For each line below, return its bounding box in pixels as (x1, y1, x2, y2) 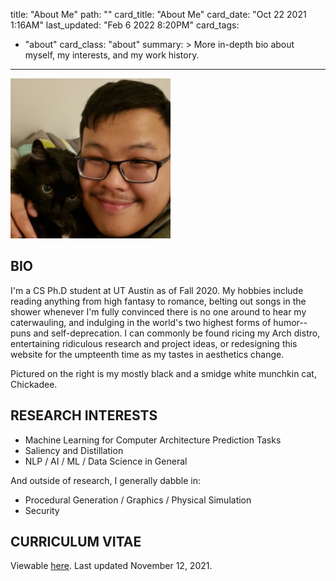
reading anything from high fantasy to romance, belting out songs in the (10, 295, 307, 307)
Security (24, 504, 60, 516)
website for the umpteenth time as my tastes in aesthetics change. (10, 348, 285, 360)
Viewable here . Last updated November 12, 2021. (10, 560, 213, 572)
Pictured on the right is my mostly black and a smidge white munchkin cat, (10, 367, 317, 379)
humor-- (273, 316, 308, 328)
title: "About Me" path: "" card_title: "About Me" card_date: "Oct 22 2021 (10, 9, 307, 20)
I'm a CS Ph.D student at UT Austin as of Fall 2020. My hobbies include (10, 284, 304, 296)
